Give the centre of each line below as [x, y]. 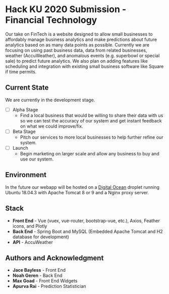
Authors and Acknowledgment [54, 258]
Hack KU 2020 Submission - [66, 9]
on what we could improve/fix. [51, 126]
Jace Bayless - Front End [39, 270]
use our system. [37, 159]
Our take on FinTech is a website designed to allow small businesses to [79, 34]
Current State [27, 88]
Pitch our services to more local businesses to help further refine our [92, 137]
